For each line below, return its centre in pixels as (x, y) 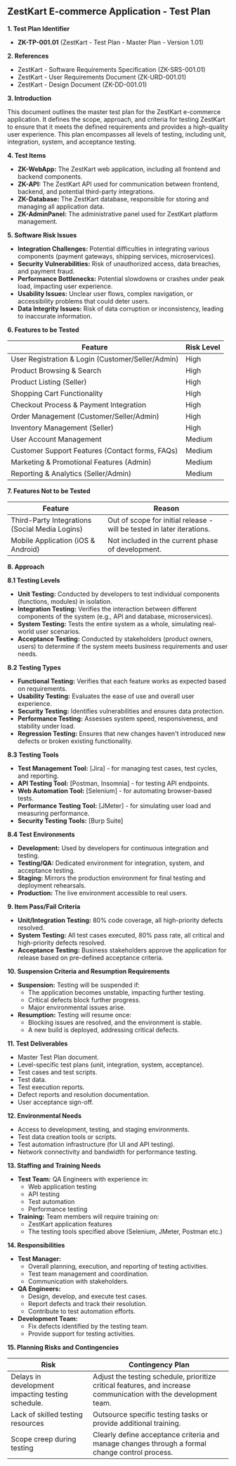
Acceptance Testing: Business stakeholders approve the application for (122, 950)
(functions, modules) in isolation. (65, 601)
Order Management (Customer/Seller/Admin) (85, 416)
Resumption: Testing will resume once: (74, 1014)
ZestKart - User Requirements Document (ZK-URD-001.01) (102, 77)
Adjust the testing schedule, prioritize (154, 1377)
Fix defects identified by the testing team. (88, 1326)
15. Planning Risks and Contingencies (63, 1347)
